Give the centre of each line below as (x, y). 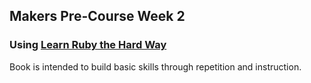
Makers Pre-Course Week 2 (97, 16)
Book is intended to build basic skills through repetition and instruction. (155, 66)
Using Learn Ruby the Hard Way (88, 45)
